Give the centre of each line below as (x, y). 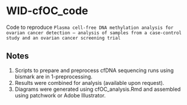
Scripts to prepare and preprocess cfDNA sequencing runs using (94, 70)
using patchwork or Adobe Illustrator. (60, 95)
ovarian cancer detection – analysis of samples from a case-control (94, 33)
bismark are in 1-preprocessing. (54, 76)
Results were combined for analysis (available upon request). (89, 83)
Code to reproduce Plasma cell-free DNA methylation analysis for (90, 27)
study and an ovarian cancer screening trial (63, 38)
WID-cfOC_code (47, 11)
